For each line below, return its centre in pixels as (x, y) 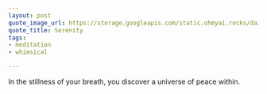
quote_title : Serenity (46, 30)
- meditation (30, 45)
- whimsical (28, 52)
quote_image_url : (37, 23)
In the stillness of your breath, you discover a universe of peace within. (124, 81)
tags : (17, 38)
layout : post (30, 15)
